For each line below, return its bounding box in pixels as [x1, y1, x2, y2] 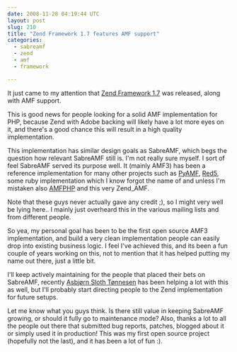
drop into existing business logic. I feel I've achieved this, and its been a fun [7, 242, 229, 250]
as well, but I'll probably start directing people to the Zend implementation [7, 285, 223, 294]
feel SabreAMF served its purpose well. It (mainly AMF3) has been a [7, 161, 206, 170]
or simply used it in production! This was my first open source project [7, 329, 210, 337]
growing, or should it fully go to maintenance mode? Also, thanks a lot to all [7, 314, 226, 322]
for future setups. [7, 293, 59, 301]
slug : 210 [7, 23, 37, 30]
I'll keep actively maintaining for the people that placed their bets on [7, 270, 205, 278]
